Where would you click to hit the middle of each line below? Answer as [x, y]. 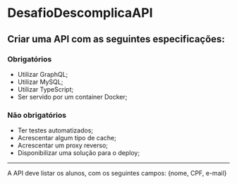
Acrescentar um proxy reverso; [62, 145]
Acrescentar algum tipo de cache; [67, 138]
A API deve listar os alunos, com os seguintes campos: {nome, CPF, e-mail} [117, 173]
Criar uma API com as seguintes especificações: [116, 39]
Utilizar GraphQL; [43, 74]
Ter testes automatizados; [55, 130]
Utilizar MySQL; [40, 82]
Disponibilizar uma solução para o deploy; [78, 153]
